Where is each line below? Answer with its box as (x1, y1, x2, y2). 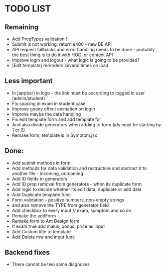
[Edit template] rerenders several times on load (11, 63, 109, 68)
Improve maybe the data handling (11, 111, 81, 117)
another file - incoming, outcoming (11, 170, 83, 177)
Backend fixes (4, 248, 50, 257)
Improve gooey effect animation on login (11, 105, 95, 112)
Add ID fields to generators (11, 176, 68, 181)
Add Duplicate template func (11, 191, 71, 197)
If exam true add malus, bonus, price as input (11, 223, 105, 229)
